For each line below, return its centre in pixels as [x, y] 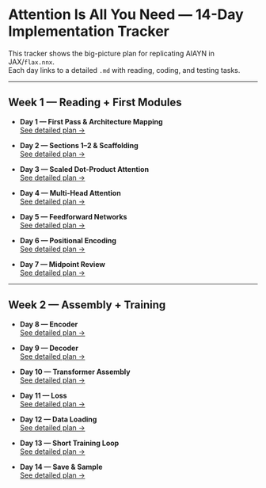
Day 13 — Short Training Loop [69, 443]
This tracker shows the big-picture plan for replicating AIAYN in [112, 53]
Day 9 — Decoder [49, 348]
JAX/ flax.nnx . [32, 62]
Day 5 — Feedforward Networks [73, 216]
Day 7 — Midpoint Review [62, 264]
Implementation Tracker [89, 31]
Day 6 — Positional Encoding [68, 240]
